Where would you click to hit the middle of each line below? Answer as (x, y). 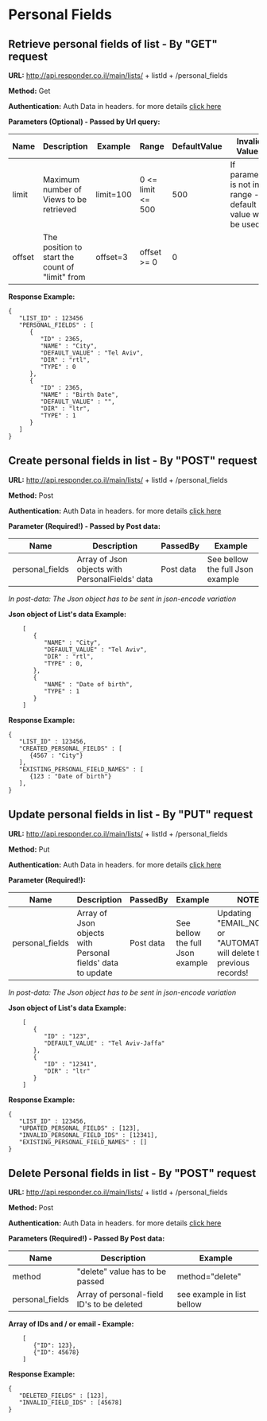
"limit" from (64, 277)
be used (245, 224)
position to (62, 247)
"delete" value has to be (122, 1272)
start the (58, 257)
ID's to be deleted (110, 1304)
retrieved (60, 210)
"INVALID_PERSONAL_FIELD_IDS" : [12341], (88, 1135)
